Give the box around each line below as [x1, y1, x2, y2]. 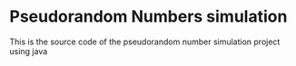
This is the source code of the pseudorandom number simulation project [9, 36, 281, 47]
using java [9, 45, 48, 56]
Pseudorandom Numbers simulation [9, 6, 288, 27]
